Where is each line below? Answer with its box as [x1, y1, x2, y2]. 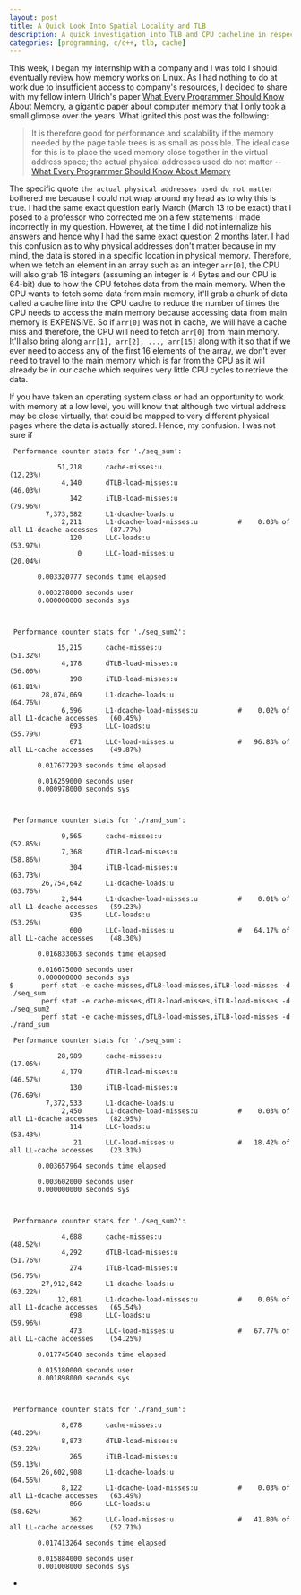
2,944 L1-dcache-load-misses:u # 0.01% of [61, 895, 291, 904]
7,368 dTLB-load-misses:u [61, 847, 178, 857]
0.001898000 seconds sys [37, 1374, 130, 1383]
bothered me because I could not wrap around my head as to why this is [9, 193, 276, 204]
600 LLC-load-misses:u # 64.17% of [69, 926, 291, 935]
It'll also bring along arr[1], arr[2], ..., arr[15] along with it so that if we [9, 336, 291, 346]
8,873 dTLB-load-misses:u [61, 1437, 178, 1446]
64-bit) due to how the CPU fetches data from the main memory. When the [9, 279, 286, 290]
